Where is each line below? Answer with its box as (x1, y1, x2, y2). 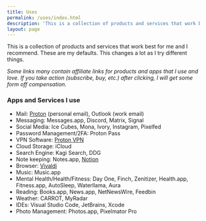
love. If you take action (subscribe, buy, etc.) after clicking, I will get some (7, 74, 193, 81)
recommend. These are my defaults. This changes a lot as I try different (7, 50, 188, 57)
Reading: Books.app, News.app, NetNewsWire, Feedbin (15, 188, 156, 195)
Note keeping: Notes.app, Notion (15, 155, 99, 163)
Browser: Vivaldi (15, 162, 57, 169)
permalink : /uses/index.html (7, 15, 81, 21)
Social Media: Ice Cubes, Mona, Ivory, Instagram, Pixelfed (15, 123, 161, 130)
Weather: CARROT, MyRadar (15, 194, 88, 202)
